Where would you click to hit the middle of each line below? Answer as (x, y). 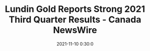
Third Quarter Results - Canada (75, 20)
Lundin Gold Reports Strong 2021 (75, 9)
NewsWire (75, 30)
